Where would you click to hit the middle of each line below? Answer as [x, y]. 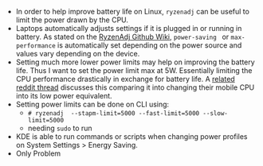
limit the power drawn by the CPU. [72, 20]
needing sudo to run [60, 128]
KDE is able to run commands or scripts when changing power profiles [132, 137]
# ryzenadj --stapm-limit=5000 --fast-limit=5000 [114, 114]
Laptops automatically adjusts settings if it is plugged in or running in [129, 28]
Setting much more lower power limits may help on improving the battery [135, 62]
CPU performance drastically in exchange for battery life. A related [125, 79]
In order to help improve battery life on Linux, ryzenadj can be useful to [132, 12]
